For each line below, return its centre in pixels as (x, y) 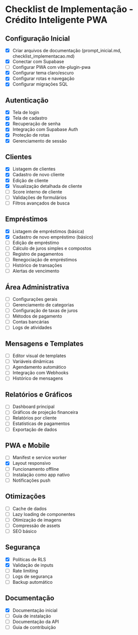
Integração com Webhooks (40, 373)
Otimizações (26, 497)
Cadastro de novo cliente (38, 175)
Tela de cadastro (30, 118)
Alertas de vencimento (36, 271)
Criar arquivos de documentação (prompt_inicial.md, (67, 50)
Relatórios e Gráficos (39, 395)
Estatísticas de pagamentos (41, 424)
